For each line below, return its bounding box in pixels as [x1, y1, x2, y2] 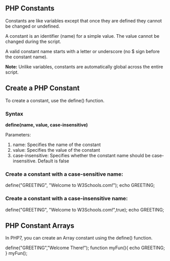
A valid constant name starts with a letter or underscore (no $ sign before [5, 48, 160, 54]
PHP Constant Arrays [5, 221, 75, 230]
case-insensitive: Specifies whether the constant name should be [12, 152, 151, 158]
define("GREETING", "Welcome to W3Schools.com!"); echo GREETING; [5, 182, 155, 188]
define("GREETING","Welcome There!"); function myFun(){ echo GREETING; [5, 245, 165, 251]
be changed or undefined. [5, 23, 60, 29]
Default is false [37, 158, 69, 164]
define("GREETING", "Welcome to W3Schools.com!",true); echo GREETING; [5, 206, 164, 212]
